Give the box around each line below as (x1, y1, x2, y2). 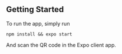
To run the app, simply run (6, 20, 70, 27)
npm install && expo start (6, 31, 72, 37)
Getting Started (6, 5, 64, 15)
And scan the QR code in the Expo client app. (6, 41, 116, 48)
